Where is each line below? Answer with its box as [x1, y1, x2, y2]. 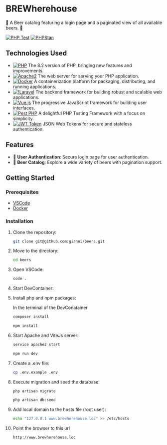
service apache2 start [12, 342, 60, 347]
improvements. [12, 67, 44, 73]
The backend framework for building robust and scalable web [35, 88, 163, 95]
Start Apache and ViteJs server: [12, 332, 79, 338]
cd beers [12, 257, 31, 262]
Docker [12, 205, 28, 211]
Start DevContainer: [12, 285, 54, 291]
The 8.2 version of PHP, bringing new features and [28, 62, 132, 68]
